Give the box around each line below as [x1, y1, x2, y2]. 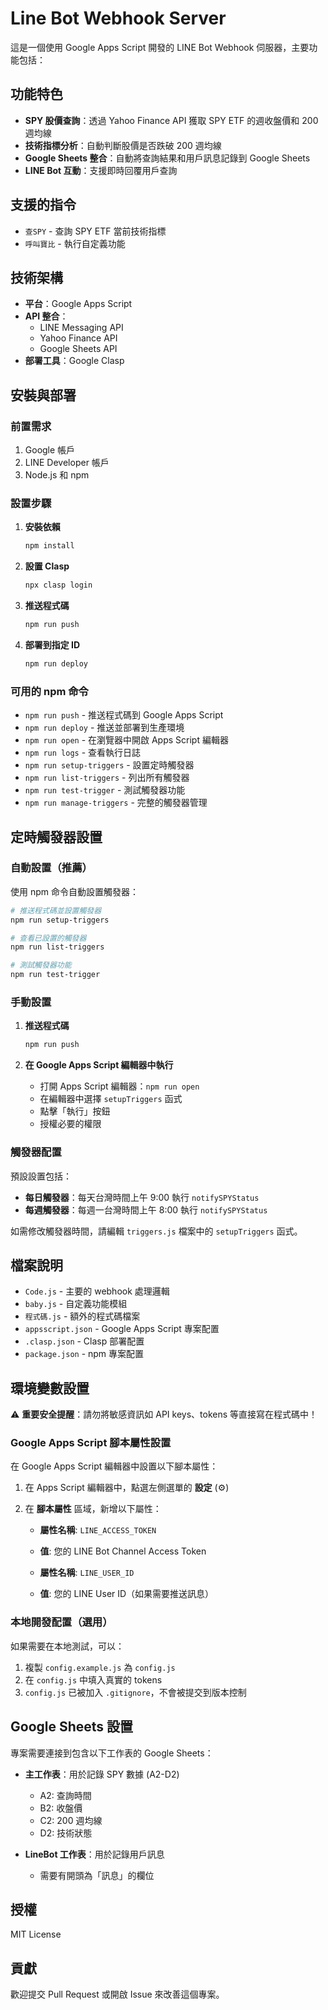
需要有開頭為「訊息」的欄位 [39, 1869, 155, 1881]
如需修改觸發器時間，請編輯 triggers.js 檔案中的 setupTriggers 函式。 [10, 1225, 303, 1237]
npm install [24, 541, 75, 551]
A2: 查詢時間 [39, 1789, 92, 1801]
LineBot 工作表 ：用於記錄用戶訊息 [24, 1848, 165, 1860]
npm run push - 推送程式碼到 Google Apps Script [24, 709, 224, 721]
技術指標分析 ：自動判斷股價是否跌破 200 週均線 [24, 139, 222, 151]
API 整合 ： [24, 310, 69, 322]
